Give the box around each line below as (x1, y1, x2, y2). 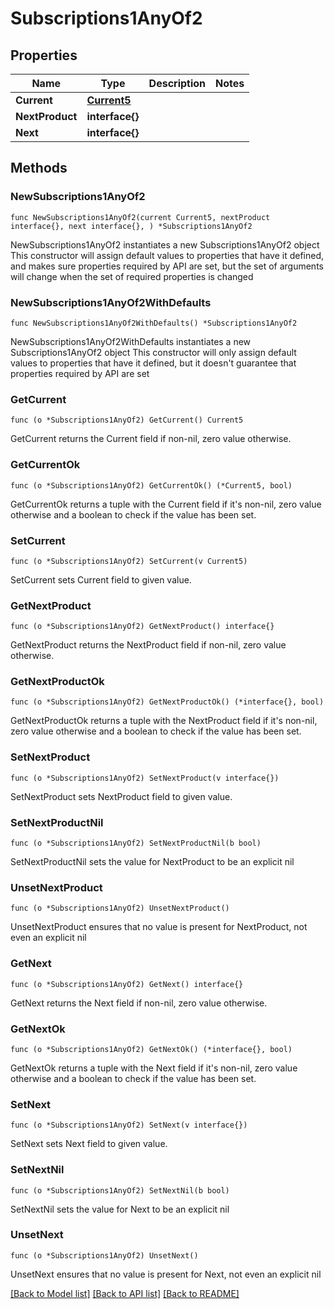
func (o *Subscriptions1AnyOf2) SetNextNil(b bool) (10, 1185, 230, 1196)
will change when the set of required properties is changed (10, 270, 254, 282)
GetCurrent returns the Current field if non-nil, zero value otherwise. (10, 433, 292, 445)
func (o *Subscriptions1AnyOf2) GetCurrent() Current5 (10, 415, 244, 426)
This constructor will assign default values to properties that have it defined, (10, 249, 325, 261)
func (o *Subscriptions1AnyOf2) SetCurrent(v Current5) (10, 556, 248, 566)
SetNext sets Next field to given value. (10, 1138, 168, 1150)
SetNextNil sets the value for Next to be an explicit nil (10, 1203, 230, 1215)
